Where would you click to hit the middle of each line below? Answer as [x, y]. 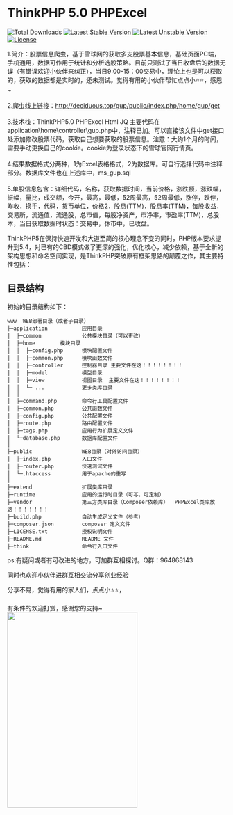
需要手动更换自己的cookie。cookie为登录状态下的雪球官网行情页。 [102, 148]
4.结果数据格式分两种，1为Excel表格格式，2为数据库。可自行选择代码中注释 [115, 164]
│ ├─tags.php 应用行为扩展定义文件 [70, 430]
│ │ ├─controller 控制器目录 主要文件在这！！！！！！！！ [95, 365]
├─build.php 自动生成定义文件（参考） [76, 516]
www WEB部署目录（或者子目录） [48, 321]
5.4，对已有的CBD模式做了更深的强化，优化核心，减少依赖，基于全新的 [121, 247]
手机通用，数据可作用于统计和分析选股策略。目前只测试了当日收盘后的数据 [113, 62]
